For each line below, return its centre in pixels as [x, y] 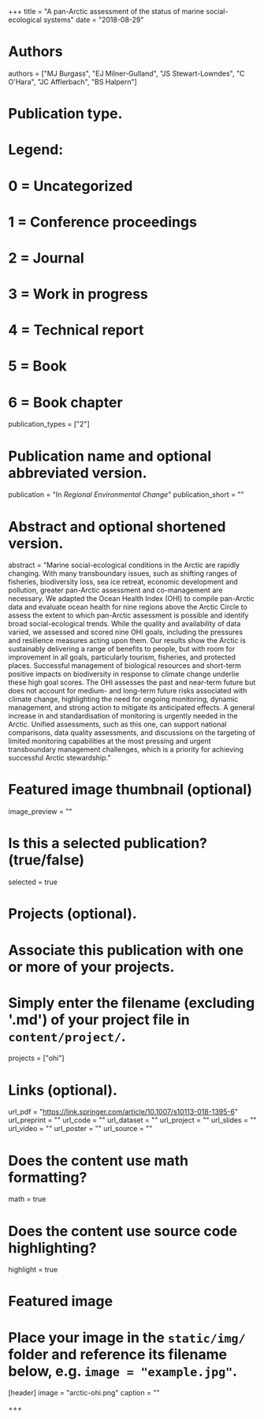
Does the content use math [99, 1161]
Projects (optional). [73, 914]
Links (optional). [63, 1090]
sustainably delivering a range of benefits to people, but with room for [122, 649]
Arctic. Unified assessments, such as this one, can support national [117, 724]
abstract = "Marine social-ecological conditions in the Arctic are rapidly [124, 565]
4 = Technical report [76, 330]
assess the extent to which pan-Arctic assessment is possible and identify [128, 615]
